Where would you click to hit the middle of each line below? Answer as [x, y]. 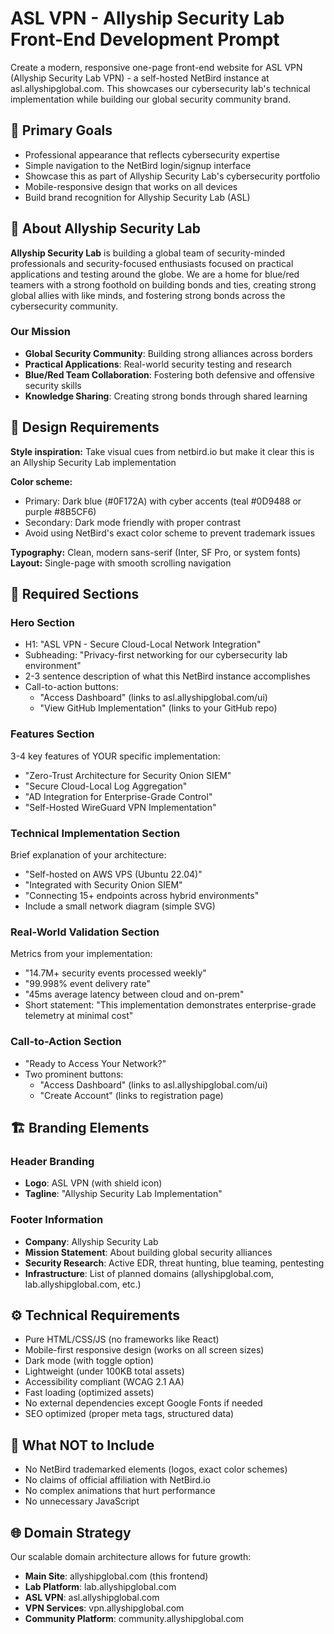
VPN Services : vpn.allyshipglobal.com [104, 1608]
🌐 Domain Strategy [71, 1532]
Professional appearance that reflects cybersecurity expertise [152, 154]
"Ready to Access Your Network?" [95, 1063]
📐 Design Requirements [85, 427]
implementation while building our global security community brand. [151, 99]
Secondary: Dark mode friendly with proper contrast [132, 522]
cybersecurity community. [64, 306]
